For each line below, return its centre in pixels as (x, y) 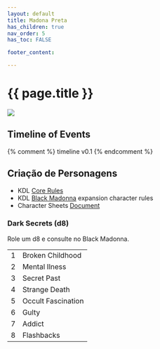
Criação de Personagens (62, 174)
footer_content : (31, 53)
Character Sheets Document (59, 205)
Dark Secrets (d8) (38, 223)
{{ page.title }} (51, 94)
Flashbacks (41, 335)
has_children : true (36, 27)
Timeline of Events (49, 134)
